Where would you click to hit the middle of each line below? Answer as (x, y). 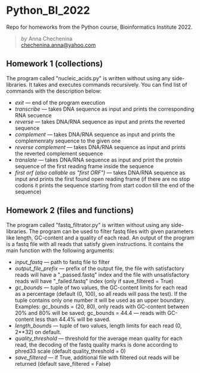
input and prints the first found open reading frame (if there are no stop (102, 179)
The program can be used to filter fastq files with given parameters (111, 231)
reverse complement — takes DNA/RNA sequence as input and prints (100, 147)
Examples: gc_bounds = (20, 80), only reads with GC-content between (102, 307)
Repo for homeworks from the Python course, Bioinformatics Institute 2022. (99, 27)
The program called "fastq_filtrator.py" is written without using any (88, 225)
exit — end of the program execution (60, 102)
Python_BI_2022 (48, 10)
